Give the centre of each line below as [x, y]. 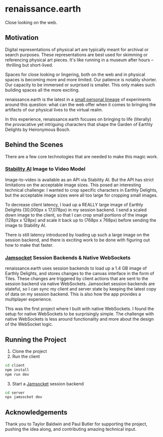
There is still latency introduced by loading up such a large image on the [77, 235]
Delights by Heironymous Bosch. [38, 129]
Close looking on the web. [31, 22]
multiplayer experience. [29, 299]
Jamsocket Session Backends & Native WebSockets [68, 257]
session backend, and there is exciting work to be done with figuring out [77, 240]
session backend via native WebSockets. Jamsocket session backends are [80, 284]
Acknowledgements [36, 412]
